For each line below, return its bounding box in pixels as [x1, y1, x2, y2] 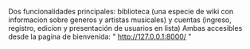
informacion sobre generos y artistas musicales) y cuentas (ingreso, [8, 15, 232, 24]
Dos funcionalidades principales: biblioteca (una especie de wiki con [8, 7, 233, 16]
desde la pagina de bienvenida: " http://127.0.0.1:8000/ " [8, 32, 192, 41]
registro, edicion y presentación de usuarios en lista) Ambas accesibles [8, 24, 243, 32]
